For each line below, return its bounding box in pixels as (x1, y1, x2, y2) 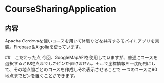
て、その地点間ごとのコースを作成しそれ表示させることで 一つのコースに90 (5, 67, 157, 72)
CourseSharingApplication (5, 3, 117, 15)
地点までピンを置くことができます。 (5, 73, 78, 79)
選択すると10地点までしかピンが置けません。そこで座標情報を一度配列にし (5, 61, 156, 66)
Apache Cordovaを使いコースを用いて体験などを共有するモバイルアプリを (5, 38, 155, 43)
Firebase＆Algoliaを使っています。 (13, 44, 83, 50)
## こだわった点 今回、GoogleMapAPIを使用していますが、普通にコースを (5, 55, 158, 60)
